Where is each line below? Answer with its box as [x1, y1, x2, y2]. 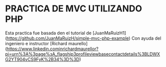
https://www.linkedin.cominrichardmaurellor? [6, 46, 99, 52]
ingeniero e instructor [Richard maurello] [5, 40, 88, 46]
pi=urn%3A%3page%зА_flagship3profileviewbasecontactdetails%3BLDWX [5, 51, 160, 57]
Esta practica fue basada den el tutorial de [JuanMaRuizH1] [5, 30, 126, 36]
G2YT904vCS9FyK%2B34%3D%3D [5, 56, 80, 62]
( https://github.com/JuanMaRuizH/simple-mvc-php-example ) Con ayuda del [5, 35, 162, 41]
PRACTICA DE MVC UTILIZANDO [5, 3, 142, 14]
